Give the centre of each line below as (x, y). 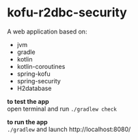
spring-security (39, 81)
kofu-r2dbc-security (67, 13)
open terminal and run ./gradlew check (62, 109)
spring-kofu (34, 74)
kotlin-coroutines (41, 66)
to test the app (28, 101)
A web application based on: (47, 31)
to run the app (27, 122)
